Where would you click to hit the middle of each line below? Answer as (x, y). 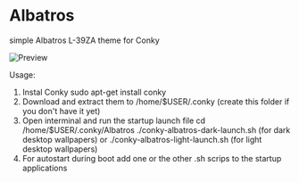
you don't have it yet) (61, 111)
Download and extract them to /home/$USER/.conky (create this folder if (156, 101)
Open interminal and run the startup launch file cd (114, 120)
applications (45, 168)
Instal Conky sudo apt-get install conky (94, 92)
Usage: (22, 74)
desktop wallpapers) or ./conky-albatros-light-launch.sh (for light (142, 139)
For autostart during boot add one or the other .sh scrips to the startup (152, 158)
